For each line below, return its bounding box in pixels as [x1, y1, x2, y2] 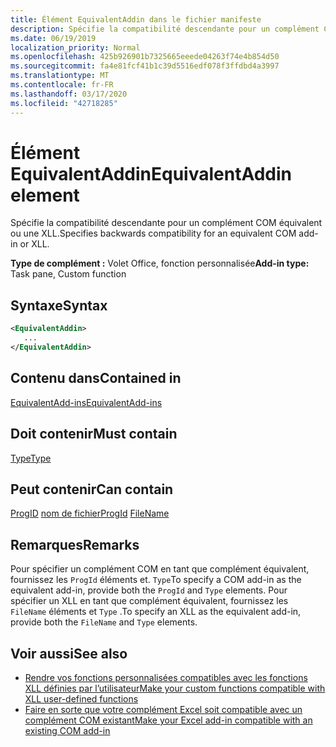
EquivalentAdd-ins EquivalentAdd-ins [10, 396, 163, 408]
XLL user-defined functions [24, 692, 139, 705]
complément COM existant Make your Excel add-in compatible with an [24, 714, 313, 726]
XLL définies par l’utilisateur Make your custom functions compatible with [24, 682, 326, 694]
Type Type [10, 452, 52, 464]
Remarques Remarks [10, 536, 140, 553]
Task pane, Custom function [10, 268, 127, 280]
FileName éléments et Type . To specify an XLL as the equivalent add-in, [10, 606, 302, 618]
